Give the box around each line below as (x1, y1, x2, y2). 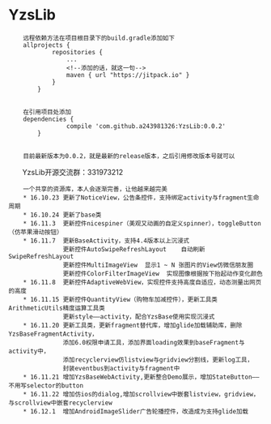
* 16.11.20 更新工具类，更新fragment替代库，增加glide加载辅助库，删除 (23, 321, 243, 329)
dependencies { (23, 115, 74, 123)
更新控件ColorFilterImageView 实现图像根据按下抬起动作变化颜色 (62, 269, 263, 277)
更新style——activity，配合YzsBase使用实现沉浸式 (62, 312, 215, 321)
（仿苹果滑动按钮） (8, 228, 63, 236)
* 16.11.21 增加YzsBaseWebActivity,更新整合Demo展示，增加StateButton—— (23, 373, 260, 381)
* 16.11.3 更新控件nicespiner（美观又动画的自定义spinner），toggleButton (23, 219, 261, 228)
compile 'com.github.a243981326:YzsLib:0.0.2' (66, 122, 227, 131)
